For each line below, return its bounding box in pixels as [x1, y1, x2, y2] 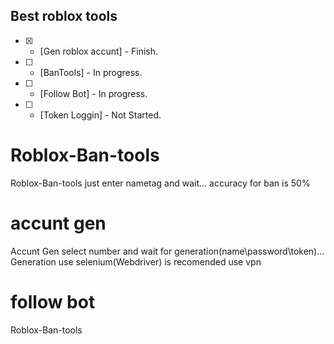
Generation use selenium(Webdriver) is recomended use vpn [10, 255, 262, 268]
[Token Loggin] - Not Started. [39, 109, 162, 121]
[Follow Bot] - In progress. [39, 87, 148, 99]
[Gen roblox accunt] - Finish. [39, 45, 158, 57]
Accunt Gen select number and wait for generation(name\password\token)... [10, 245, 325, 257]
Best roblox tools [10, 8, 118, 25]
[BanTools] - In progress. [39, 66, 143, 78]
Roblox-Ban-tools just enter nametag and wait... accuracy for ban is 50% [10, 177, 311, 189]
